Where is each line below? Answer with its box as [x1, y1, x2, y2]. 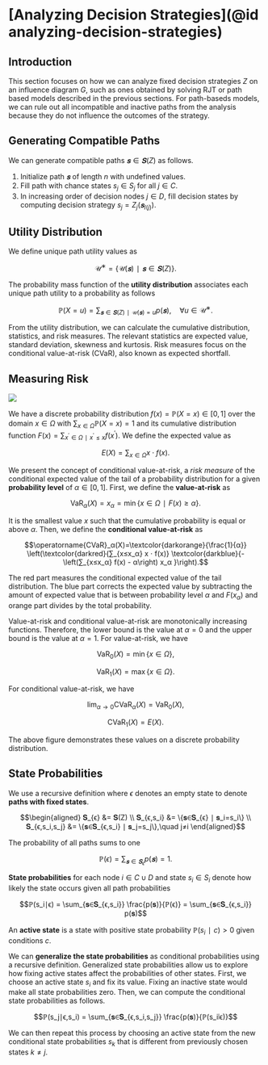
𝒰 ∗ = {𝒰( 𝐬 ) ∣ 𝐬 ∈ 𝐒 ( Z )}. [94, 262, 177, 273]
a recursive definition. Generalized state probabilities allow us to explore [8, 959, 249, 970]
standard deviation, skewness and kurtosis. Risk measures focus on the [8, 340, 247, 350]
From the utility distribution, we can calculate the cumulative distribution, [8, 323, 250, 333]
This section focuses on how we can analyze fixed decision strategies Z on [8, 77, 258, 86]
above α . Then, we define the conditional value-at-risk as [8, 524, 203, 534]
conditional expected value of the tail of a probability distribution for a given [8, 474, 261, 484]
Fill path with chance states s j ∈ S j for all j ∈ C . [19, 180, 178, 192]
